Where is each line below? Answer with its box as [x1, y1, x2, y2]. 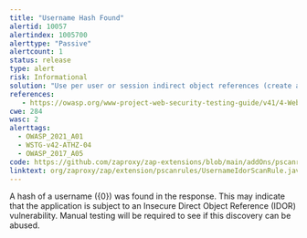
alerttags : [9, 124, 51, 133]
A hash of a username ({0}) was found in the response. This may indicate [9, 191, 286, 202]
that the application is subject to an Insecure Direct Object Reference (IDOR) [9, 201, 297, 212]
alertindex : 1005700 [9, 30, 89, 39]
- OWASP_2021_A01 [17, 132, 84, 141]
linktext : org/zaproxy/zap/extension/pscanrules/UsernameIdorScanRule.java [9, 166, 304, 175]
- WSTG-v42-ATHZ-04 [17, 140, 92, 150]
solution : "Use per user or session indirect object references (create [9, 81, 292, 90]
